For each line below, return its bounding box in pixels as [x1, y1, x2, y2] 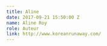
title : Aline [6, 8, 39, 15]
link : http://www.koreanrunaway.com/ [6, 31, 102, 37]
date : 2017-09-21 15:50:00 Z [6, 14, 80, 20]
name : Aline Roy [6, 20, 47, 26]
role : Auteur [6, 25, 39, 32]
